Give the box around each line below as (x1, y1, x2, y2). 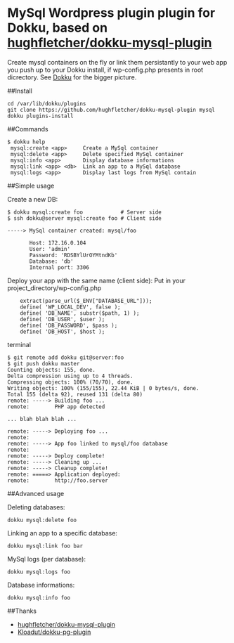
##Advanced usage (7, 489, 65, 498)
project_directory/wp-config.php (7, 283, 102, 292)
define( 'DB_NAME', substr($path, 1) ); (20, 309, 140, 317)
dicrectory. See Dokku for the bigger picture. (7, 72, 137, 82)
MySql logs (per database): (7, 554, 86, 563)
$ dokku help (7, 138, 46, 145)
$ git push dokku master (7, 360, 80, 367)
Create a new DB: (7, 195, 58, 203)
